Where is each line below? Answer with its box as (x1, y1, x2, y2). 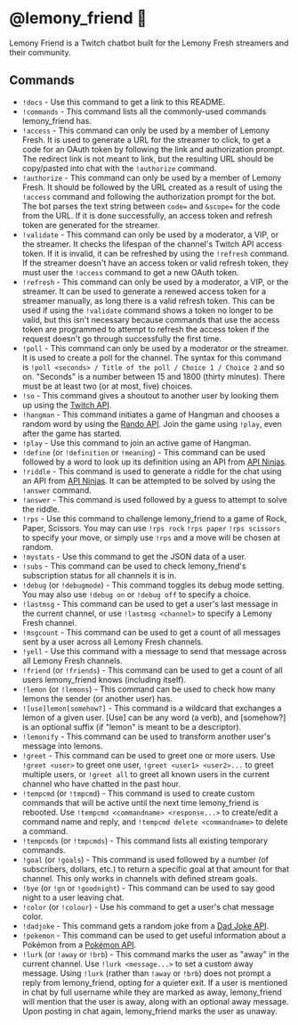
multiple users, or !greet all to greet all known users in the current (21, 768, 270, 779)
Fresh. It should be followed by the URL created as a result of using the (21, 182, 283, 193)
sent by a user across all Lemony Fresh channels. (21, 636, 204, 647)
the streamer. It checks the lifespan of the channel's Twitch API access (21, 238, 283, 249)
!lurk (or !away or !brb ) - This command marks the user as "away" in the (21, 948, 290, 959)
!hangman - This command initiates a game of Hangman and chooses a (21, 409, 280, 420)
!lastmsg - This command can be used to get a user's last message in (21, 598, 278, 609)
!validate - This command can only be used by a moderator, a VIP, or (21, 229, 279, 240)
